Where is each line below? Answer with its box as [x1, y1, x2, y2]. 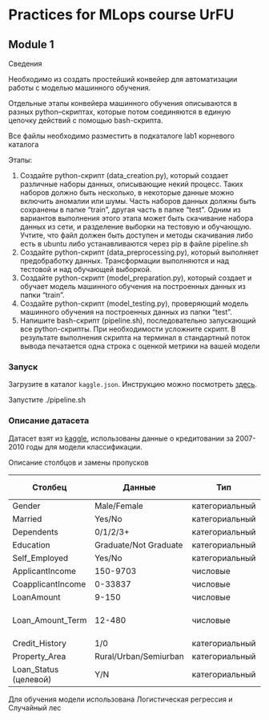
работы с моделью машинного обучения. [8, 83, 151, 92]
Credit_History [12, 637, 66, 649]
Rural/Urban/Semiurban [94, 650, 184, 661]
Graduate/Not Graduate [94, 539, 183, 551]
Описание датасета [8, 415, 90, 426]
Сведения [8, 59, 42, 68]
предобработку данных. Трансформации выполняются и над [19, 256, 230, 266]
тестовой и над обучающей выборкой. [19, 265, 152, 274]
